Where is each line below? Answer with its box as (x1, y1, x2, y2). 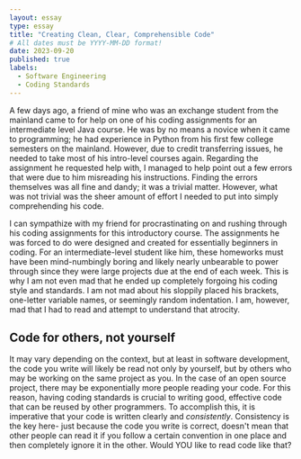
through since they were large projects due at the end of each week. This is (9, 265, 289, 276)
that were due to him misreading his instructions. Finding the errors (9, 172, 258, 183)
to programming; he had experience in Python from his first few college (9, 133, 274, 144)
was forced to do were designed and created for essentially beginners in (9, 237, 279, 247)
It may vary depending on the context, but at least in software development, (9, 354, 290, 364)
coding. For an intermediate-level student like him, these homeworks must (9, 247, 284, 257)
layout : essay (9, 13, 63, 22)
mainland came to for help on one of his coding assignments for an (9, 114, 258, 125)
